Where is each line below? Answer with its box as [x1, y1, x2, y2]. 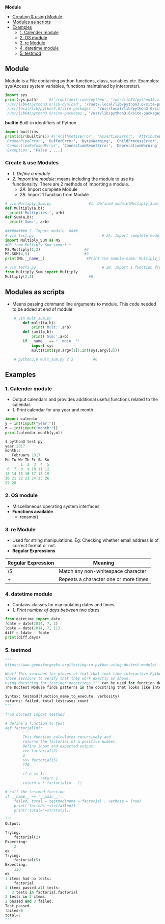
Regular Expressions [12, 548, 55, 554]
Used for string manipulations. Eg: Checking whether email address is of [12, 537, 159, 543]
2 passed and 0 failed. [5, 899, 54, 904]
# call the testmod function [5, 789, 65, 795]
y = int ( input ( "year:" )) [5, 421, 56, 426]
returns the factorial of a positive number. [23, 739, 118, 744]
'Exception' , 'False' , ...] [5, 148, 63, 152]
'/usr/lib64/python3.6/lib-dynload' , [5, 102, 82, 107]
